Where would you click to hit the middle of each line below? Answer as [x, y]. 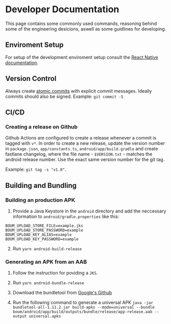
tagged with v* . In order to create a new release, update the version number [85, 143]
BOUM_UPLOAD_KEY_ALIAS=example [39, 235]
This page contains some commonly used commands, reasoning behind [81, 23]
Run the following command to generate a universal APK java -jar [83, 303]
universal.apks [45, 316]
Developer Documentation [62, 9]
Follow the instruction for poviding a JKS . [55, 273]
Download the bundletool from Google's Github [62, 293]
